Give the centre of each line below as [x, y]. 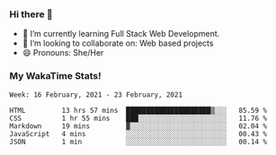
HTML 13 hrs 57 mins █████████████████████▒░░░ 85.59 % [138, 110]
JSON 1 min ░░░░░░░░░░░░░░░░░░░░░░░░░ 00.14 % [138, 142]
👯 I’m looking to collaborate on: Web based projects [118, 43]
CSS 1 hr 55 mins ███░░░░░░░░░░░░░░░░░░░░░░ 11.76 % [138, 118]
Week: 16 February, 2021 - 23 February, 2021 [96, 95]
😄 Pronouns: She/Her [63, 53]
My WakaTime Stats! [55, 76]
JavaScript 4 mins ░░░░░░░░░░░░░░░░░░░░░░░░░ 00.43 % [138, 133]
